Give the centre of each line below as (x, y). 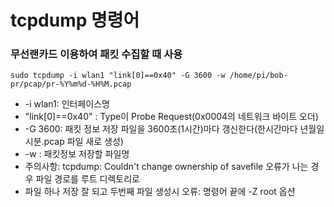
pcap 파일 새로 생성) (83, 142)
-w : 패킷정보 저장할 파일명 (77, 154)
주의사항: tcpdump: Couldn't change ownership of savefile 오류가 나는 (166, 167)
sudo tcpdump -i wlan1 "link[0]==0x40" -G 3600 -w (118, 76)
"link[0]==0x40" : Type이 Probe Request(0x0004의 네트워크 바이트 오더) (171, 117)
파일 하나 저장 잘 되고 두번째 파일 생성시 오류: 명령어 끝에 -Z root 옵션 (160, 192)
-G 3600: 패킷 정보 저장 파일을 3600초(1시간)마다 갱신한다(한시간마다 (161, 129)
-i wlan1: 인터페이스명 (67, 104)
